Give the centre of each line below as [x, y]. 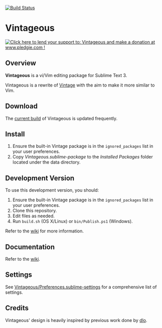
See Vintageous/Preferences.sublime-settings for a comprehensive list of [81, 287]
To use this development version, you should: [52, 190]
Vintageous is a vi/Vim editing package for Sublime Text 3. [66, 75]
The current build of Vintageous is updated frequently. [61, 118]
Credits [17, 308]
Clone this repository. [35, 211]
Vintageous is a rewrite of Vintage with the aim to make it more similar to [80, 85]
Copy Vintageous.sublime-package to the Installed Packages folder [83, 157]
